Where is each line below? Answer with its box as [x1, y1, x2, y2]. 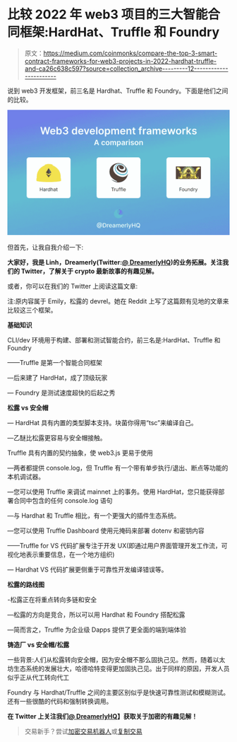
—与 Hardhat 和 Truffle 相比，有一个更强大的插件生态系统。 [7, 511, 181, 520]
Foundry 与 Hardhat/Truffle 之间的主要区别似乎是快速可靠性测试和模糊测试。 [7, 688, 230, 697]
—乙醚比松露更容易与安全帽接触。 [7, 434, 107, 442]
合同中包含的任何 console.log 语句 [13, 497, 113, 505]
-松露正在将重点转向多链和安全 [7, 596, 97, 604]
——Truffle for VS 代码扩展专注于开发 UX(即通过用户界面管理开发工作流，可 [7, 542, 228, 550]
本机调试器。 [7, 473, 44, 481]
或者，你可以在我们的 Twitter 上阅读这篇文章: [7, 282, 138, 291]
